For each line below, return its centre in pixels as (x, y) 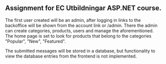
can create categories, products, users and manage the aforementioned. (80, 31)
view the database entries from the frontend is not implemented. (71, 56)
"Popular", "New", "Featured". (36, 41)
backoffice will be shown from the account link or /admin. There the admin (82, 25)
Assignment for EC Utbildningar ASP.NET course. (83, 8)
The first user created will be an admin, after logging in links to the (73, 20)
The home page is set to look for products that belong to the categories (78, 36)
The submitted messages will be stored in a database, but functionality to (80, 51)
